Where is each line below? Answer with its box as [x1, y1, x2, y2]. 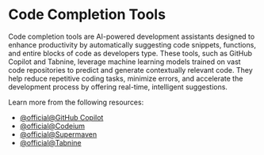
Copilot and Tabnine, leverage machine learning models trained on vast [8, 57, 241, 66]
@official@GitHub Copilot [19, 112, 104, 122]
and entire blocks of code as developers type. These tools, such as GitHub [8, 48, 252, 58]
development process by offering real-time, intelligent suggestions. [8, 81, 228, 92]
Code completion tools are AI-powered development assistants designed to [8, 32, 255, 41]
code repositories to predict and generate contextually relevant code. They [8, 65, 254, 74]
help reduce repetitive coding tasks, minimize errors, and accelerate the [8, 74, 243, 83]
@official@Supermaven [19, 129, 98, 139]
